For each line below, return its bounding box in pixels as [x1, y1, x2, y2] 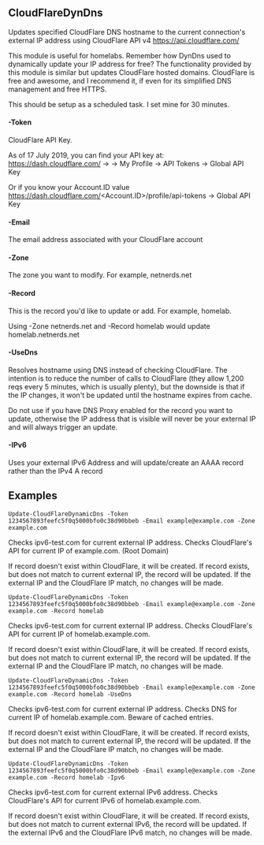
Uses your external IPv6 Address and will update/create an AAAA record [8, 458, 244, 467]
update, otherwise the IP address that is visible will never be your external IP [8, 414, 256, 423]
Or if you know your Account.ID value [8, 183, 130, 192]
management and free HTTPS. [8, 84, 107, 94]
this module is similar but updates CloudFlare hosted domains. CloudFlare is [8, 67, 255, 77]
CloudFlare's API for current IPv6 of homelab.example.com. [8, 795, 202, 805]
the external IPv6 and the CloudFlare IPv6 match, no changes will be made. [8, 828, 252, 837]
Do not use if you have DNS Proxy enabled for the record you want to [8, 405, 233, 415]
